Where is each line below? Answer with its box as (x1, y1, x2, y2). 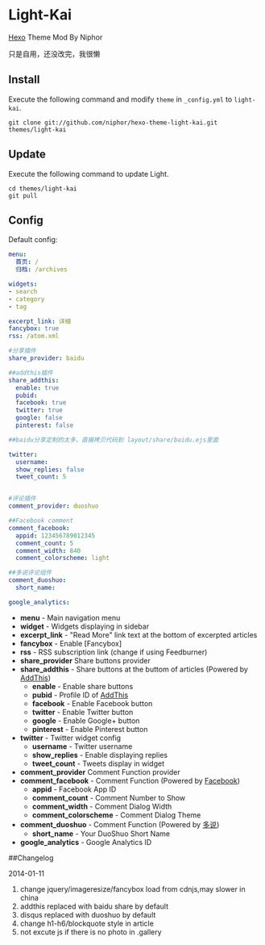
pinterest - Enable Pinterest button (31, 724, 148, 734)
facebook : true (15, 399, 67, 407)
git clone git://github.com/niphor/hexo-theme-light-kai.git (8, 119, 218, 127)
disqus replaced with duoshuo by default (19, 909, 156, 919)
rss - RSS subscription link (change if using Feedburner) (19, 647, 208, 657)
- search (8, 287, 38, 295)
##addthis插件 (8, 369, 54, 377)
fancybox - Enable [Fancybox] (19, 638, 122, 648)
